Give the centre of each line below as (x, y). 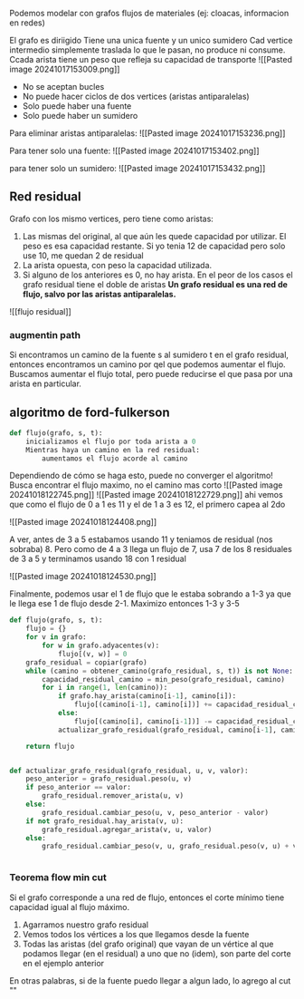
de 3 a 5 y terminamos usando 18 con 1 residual (98, 559)
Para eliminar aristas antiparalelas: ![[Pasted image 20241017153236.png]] (147, 133)
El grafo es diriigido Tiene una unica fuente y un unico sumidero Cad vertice (151, 40)
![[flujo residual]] (41, 311)
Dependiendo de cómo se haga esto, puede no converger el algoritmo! (141, 476)
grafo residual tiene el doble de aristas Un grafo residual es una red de (155, 284)
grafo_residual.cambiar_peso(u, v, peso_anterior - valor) (156, 812)
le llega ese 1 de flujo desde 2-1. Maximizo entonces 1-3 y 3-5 (124, 604)
